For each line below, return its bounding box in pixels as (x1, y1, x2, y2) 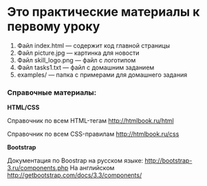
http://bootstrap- (144, 156, 193, 165)
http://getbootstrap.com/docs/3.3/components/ (7, 171, 142, 179)
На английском (69, 164, 115, 172)
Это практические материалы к (7, 4, 200, 20)
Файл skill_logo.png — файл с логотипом (17, 56, 136, 64)
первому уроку (7, 19, 100, 34)
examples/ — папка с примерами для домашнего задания (17, 70, 188, 79)
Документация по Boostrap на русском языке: (7, 156, 144, 165)
